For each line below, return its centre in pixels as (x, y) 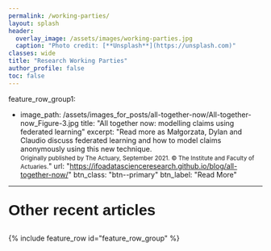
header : (21, 31)
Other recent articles (82, 210)
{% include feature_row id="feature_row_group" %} (94, 238)
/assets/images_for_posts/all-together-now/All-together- (157, 115)
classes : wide (32, 53)
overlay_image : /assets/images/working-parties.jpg (104, 38)
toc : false (27, 76)
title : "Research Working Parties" (68, 61)
